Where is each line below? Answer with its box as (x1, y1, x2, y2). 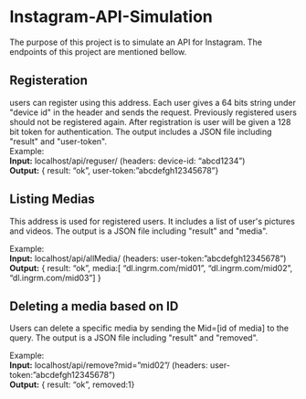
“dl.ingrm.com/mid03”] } (9, 272, 102, 283)
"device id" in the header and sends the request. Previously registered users (9, 107, 297, 118)
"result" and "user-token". (9, 135, 108, 147)
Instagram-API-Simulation (9, 6, 213, 27)
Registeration (9, 73, 89, 89)
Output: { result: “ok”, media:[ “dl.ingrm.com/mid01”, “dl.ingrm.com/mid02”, (9, 262, 293, 273)
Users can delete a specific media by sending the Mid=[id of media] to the (9, 322, 290, 334)
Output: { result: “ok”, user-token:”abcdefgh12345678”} (9, 164, 219, 175)
